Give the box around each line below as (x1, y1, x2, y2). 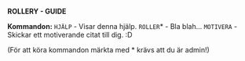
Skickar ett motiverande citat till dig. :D (7, 30, 133, 39)
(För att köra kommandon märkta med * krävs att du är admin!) (7, 45, 210, 54)
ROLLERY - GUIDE (7, 7, 67, 16)
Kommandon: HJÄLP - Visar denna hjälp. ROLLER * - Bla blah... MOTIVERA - (7, 22, 237, 30)
